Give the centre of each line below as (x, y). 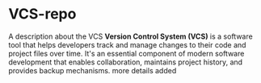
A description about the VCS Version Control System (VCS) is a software (130, 36)
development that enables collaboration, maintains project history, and (126, 62)
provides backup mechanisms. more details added (93, 70)
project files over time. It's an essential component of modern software (126, 53)
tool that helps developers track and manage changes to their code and (127, 44)
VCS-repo (42, 14)
